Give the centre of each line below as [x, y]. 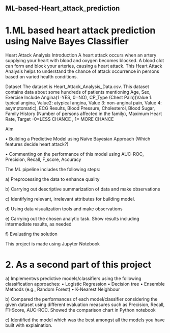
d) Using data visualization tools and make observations [64, 209]
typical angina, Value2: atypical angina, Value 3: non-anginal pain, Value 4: [83, 103]
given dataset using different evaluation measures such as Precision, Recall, [85, 304]
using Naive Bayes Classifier [67, 41]
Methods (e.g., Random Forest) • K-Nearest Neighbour [63, 289]
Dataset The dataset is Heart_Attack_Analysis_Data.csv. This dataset [77, 87]
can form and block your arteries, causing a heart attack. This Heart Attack [84, 66]
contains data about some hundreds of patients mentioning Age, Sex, [78, 92]
